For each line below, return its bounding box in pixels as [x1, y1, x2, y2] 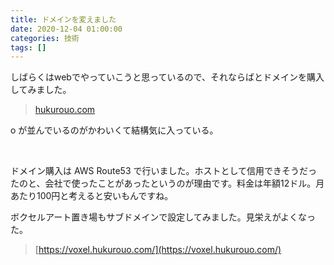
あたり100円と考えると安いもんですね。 [10, 190, 174, 202]
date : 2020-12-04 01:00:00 [10, 24, 123, 34]
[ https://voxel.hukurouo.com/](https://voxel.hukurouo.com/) [34, 244, 282, 256]
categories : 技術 [10, 33, 80, 43]
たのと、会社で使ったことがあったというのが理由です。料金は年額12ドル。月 [10, 177, 325, 190]
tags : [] [10, 42, 47, 53]
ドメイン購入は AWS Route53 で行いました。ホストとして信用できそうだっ [10, 165, 318, 177]
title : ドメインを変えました [10, 14, 117, 25]
